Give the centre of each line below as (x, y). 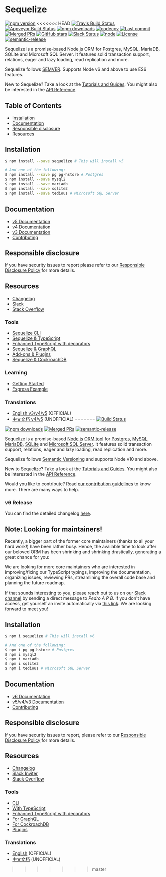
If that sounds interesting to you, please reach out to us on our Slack (75, 593)
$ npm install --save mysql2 (35, 179)
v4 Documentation (31, 227)
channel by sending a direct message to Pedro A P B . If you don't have (78, 598)
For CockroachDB (31, 824)
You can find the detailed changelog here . (48, 513)
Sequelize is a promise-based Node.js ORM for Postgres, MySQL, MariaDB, (83, 49)
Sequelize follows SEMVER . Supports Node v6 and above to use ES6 (76, 69)
